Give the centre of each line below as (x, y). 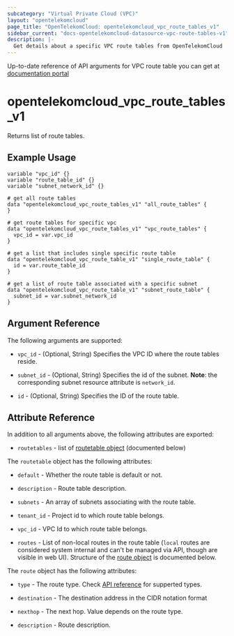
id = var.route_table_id (49, 265)
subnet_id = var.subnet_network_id (65, 296)
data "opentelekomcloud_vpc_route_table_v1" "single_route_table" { (109, 259)
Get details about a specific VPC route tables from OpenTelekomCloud (118, 46)
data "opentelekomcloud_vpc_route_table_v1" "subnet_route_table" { (109, 290)
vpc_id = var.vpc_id (43, 235)
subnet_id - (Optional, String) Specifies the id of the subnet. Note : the (117, 375)
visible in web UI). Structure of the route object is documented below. (117, 557)
